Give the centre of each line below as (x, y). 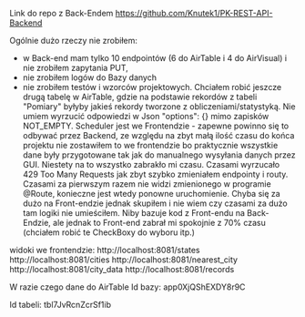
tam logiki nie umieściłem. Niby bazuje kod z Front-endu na (134, 213)
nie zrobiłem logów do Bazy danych (90, 77)
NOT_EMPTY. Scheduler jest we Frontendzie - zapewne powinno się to (156, 126)
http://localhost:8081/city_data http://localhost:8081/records (122, 269)
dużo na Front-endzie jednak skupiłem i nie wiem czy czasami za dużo (155, 203)
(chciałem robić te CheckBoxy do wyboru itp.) (109, 232)
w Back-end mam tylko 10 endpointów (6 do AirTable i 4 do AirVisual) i (155, 58)
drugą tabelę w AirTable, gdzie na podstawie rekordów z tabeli (140, 97)
